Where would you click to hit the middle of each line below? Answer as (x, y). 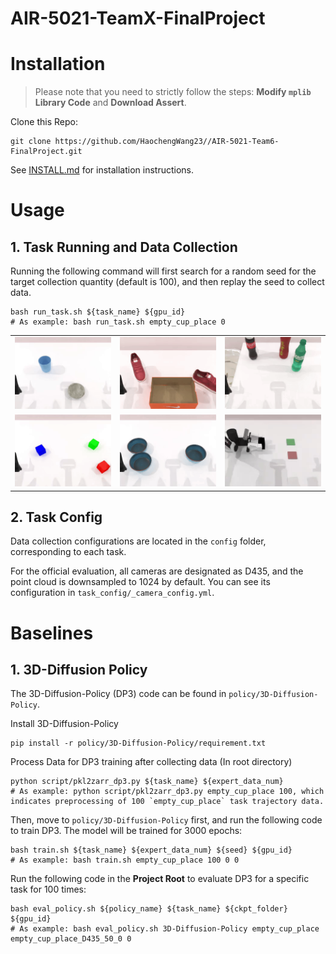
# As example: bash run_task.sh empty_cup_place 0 (118, 322)
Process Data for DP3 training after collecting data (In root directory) (151, 762)
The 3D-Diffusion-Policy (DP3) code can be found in (118, 694)
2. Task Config (56, 517)
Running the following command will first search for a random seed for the (163, 271)
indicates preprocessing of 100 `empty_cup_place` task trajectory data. (167, 802)
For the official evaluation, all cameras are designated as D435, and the (157, 571)
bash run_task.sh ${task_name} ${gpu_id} (98, 312)
